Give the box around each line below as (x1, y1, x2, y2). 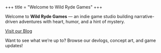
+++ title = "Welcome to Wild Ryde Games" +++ (5, 4, 103, 10)
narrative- (134, 14, 155, 19)
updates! (5, 43, 23, 48)
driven (5, 19, 18, 24)
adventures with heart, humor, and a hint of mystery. (19, 19, 125, 24)
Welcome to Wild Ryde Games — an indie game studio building (5, 14, 134, 19)
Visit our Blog (5, 28, 32, 34)
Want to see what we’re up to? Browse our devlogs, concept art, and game (5, 37, 156, 43)
